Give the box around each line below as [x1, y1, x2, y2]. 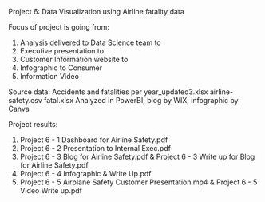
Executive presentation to [19, 46, 105, 55]
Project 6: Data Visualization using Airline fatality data [8, 7, 185, 16]
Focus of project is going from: [8, 22, 110, 31]
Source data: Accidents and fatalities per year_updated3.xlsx [8, 87, 208, 97]
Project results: [8, 120, 58, 129]
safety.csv [8, 96, 42, 105]
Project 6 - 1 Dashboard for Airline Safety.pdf [19, 135, 168, 145]
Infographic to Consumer [19, 63, 102, 73]
